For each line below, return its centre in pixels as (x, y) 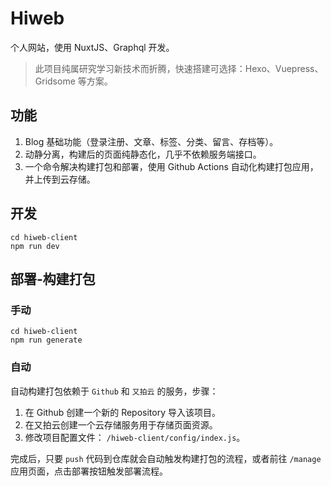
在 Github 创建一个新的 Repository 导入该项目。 (123, 412)
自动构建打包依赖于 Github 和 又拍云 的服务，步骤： (114, 391)
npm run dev (35, 246)
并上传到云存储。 (60, 179)
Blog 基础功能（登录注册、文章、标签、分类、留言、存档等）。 (151, 141)
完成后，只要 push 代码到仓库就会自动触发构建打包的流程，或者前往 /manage (166, 458)
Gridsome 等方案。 (73, 81)
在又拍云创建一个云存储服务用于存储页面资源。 (121, 424)
